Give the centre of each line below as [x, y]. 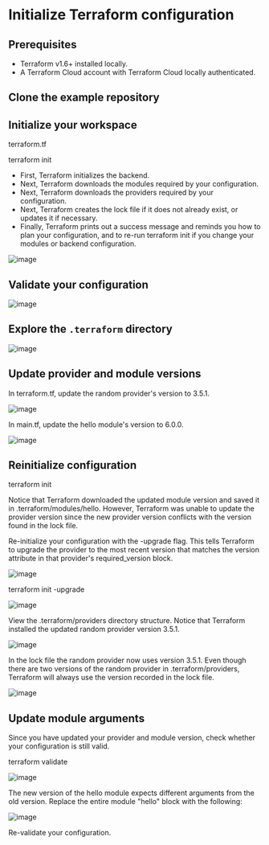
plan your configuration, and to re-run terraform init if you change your [137, 236]
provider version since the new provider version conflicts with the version [130, 517]
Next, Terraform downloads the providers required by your [117, 193]
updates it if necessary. [59, 218]
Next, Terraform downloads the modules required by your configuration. [139, 184]
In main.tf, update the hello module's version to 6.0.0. [96, 425]
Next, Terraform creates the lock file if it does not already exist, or [129, 210]
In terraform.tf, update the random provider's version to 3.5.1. [109, 393]
